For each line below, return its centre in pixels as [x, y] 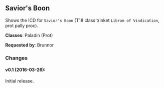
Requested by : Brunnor [30, 45]
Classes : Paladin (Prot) [29, 35]
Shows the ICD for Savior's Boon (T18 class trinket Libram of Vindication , [82, 20]
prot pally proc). [22, 25]
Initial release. [20, 81]
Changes [17, 58]
